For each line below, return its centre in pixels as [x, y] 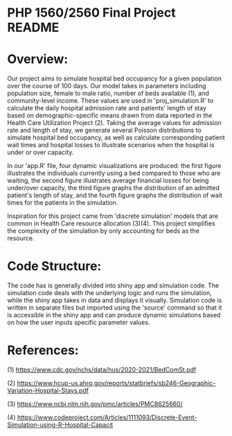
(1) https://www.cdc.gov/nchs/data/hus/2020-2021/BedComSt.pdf [102, 370]
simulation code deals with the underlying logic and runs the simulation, [110, 293]
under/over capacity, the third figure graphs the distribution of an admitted [114, 188]
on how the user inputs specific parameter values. [79, 322]
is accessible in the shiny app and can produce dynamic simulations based [114, 315]
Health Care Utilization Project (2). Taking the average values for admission [114, 123]
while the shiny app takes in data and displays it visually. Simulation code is [115, 301]
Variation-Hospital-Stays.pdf [48, 391]
